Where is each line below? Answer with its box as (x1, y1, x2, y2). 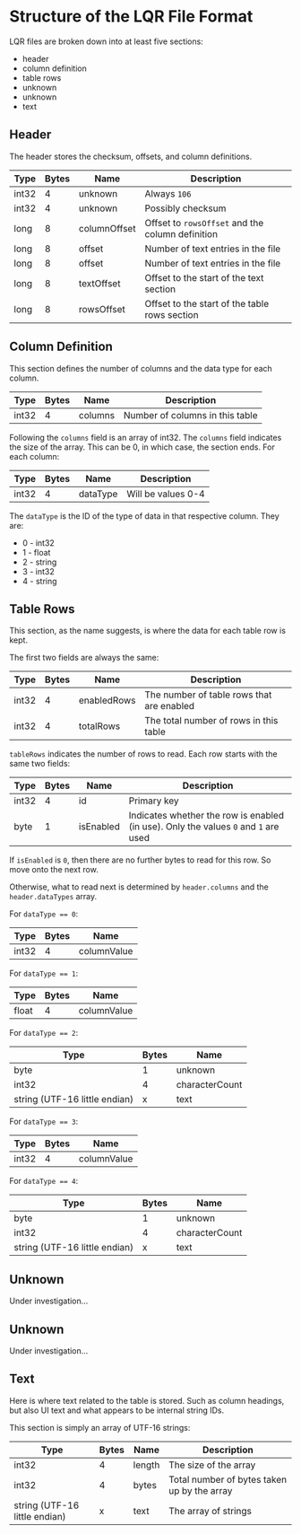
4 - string (21, 575, 57, 586)
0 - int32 (21, 537, 56, 548)
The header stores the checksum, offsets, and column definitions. (9, 151, 253, 162)
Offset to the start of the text (144, 271, 264, 284)
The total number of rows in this (144, 714, 279, 727)
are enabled (144, 700, 195, 713)
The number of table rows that (144, 688, 272, 701)
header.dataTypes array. (9, 891, 98, 902)
